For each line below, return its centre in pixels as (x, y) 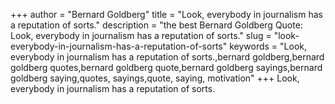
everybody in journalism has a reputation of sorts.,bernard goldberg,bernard (167, 57)
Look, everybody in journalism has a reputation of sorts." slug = (141, 35)
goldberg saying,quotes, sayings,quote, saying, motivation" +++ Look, (155, 78)
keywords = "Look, (268, 46)
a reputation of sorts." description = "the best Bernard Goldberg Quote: (156, 25)
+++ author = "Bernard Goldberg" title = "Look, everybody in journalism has (166, 14)
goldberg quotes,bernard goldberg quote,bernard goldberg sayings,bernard (166, 67)
